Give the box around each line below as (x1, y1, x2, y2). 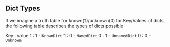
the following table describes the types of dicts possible (5, 23, 124, 29)
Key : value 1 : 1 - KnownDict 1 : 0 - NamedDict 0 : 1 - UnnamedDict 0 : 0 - (5, 32, 151, 38)
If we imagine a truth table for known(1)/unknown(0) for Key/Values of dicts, (5, 17, 165, 23)
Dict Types (5, 4, 40, 13)
